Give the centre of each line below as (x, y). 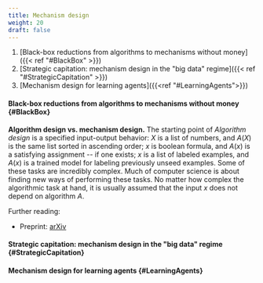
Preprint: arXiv (43, 226)
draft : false (29, 30)
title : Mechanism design (49, 15)
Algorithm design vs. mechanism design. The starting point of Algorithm (127, 129)
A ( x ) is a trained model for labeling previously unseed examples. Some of (126, 162)
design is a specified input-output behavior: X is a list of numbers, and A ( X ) (130, 137)
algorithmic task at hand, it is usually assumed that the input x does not (123, 187)
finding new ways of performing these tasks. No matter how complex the (126, 179)
